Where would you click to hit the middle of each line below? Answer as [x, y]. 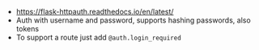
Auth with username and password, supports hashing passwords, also [133, 20]
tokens [27, 29]
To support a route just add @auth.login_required [99, 37]
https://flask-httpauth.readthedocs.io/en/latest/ [95, 12]
